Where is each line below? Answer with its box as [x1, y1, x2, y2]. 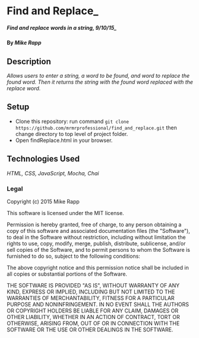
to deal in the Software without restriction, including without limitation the [7, 233, 186, 241]
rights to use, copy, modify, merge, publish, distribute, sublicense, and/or [7, 239, 186, 247]
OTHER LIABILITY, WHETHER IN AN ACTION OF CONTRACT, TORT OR [7, 313, 180, 320]
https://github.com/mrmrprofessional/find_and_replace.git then [15, 124, 177, 131]
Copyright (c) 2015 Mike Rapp [7, 198, 80, 205]
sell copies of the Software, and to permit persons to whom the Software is [7, 246, 191, 253]
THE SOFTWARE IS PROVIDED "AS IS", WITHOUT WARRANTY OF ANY [7, 282, 180, 289]
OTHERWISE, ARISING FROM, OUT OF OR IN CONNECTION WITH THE [7, 320, 180, 327]
